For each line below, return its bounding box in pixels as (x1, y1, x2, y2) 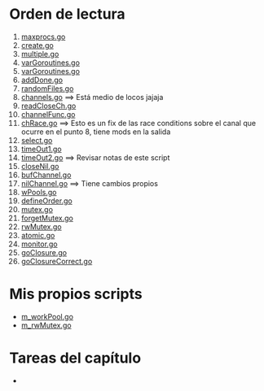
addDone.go (20, 75, 64, 85)
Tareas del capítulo (9, 349, 142, 367)
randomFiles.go (20, 83, 74, 93)
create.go (20, 40, 54, 50)
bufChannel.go (20, 170, 72, 180)
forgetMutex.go (20, 213, 74, 223)
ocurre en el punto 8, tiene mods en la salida (20, 127, 171, 137)
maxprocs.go (20, 32, 66, 41)
